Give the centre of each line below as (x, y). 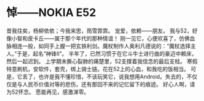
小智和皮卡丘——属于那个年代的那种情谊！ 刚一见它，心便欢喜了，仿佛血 (103, 38)
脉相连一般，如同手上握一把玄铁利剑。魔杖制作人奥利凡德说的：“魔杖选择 (99, 46)
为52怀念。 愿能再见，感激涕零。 (48, 92)
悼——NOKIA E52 (51, 13)
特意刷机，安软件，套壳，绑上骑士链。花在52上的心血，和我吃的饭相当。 (98, 69)
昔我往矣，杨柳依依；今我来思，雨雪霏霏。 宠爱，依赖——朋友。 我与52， (99, 31)
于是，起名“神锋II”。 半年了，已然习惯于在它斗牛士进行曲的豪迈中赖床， (107, 53)
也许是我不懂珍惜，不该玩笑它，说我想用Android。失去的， (112, 77)
